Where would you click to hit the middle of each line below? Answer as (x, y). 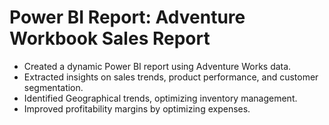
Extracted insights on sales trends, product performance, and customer (171, 77)
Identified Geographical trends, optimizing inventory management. (160, 98)
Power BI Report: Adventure (127, 17)
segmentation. (53, 87)
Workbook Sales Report (110, 38)
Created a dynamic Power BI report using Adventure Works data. (157, 66)
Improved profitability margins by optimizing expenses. (137, 108)
